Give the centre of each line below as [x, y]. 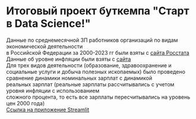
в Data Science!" [48, 24]
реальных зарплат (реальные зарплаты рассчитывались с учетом [90, 84]
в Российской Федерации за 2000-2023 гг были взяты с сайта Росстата [98, 52]
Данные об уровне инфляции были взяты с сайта [69, 59]
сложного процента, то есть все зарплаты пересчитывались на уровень [98, 97]
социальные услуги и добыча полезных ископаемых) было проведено [96, 71]
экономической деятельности [45, 46]
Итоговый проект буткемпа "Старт [98, 11]
